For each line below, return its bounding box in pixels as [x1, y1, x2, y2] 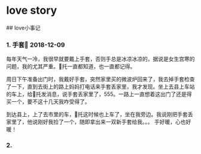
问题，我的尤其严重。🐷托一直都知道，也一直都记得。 [6, 63, 136, 70]
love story [6, 4, 57, 17]
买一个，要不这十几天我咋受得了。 [6, 98, 90, 105]
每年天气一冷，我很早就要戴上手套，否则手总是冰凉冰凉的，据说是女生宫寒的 [6, 55, 195, 63]
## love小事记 [6, 24, 41, 31]
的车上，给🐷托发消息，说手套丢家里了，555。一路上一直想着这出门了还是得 [6, 90, 193, 98]
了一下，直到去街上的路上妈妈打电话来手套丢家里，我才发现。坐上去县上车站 [6, 83, 195, 90]
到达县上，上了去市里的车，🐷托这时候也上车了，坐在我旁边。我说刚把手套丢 [6, 111, 193, 118]
